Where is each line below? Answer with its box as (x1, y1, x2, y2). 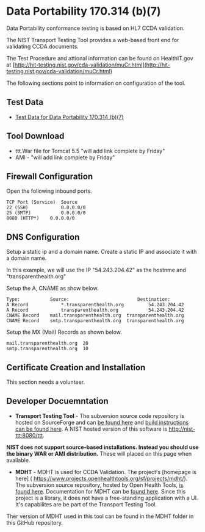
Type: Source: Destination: (6, 297, 171, 303)
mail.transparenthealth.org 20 (6, 340, 88, 347)
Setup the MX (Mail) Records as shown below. (6, 328, 122, 336)
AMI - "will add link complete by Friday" (15, 154, 115, 161)
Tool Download (6, 131, 65, 142)
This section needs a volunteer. (6, 378, 85, 386)
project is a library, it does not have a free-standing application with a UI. (15, 494, 198, 501)
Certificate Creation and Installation (6, 362, 146, 373)
